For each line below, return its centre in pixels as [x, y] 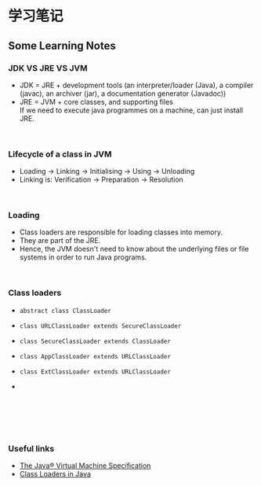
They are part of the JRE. [60, 241]
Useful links [31, 449]
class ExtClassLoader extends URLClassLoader [95, 372]
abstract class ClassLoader [65, 311]
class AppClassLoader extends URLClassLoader [95, 356]
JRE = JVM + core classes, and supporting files [96, 101]
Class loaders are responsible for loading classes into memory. [121, 232]
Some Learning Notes [62, 45]
